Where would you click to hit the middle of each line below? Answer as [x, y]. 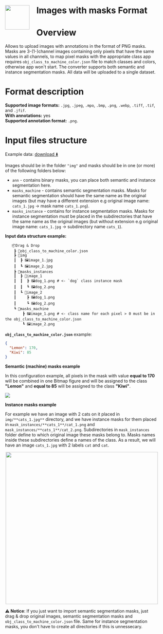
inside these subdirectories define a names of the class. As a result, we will [80, 440]
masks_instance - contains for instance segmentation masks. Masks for [83, 211]
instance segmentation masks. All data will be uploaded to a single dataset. [80, 72]
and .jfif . [16, 111]
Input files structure [46, 140]
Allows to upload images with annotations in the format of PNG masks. [76, 46]
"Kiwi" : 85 [20, 352]
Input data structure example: [36, 236]
